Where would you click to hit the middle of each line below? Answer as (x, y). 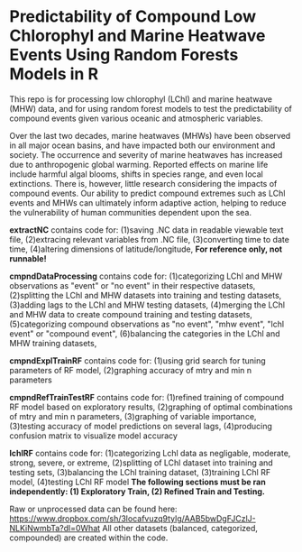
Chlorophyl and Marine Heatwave (137, 36)
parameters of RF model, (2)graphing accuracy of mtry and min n (131, 370)
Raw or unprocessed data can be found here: (93, 509)
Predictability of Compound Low (133, 17)
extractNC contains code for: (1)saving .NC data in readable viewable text (146, 230)
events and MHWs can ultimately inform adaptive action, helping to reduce (148, 202)
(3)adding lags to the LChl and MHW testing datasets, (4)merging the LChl (147, 305)
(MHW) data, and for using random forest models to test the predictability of (151, 108)
